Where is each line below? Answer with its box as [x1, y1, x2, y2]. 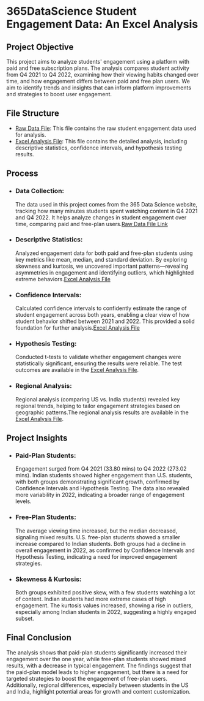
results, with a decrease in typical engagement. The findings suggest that [6, 662, 192, 669]
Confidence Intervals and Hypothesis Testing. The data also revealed [15, 485, 189, 492]
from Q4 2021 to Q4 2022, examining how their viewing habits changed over [6, 71, 199, 78]
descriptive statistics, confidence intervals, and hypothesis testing [15, 144, 182, 151]
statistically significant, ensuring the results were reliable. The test [15, 360, 182, 367]
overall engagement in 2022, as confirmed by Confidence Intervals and [15, 547, 195, 554]
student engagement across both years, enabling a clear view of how [15, 311, 190, 319]
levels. [15, 498, 32, 505]
